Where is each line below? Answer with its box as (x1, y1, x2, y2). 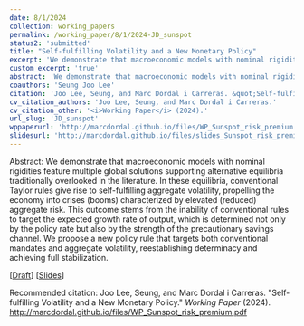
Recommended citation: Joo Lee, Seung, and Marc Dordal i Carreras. (9, 287, 267, 298)
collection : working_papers (9, 22, 116, 31)
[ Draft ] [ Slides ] (9, 269, 65, 281)
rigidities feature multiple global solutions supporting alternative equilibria (9, 165, 284, 177)
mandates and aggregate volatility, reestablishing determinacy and (9, 242, 258, 254)
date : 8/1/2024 (9, 13, 67, 23)
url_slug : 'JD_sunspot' (9, 114, 100, 123)
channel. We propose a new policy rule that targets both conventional (9, 233, 269, 244)
